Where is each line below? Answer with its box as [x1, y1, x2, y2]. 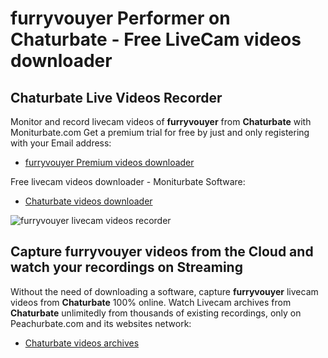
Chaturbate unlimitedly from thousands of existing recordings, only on [10, 307, 302, 319]
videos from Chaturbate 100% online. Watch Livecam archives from [10, 296, 292, 308]
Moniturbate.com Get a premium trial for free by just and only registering [10, 127, 310, 138]
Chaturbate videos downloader [24, 195, 153, 207]
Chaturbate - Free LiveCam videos [10, 28, 302, 51]
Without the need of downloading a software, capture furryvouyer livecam [10, 285, 319, 297]
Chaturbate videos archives [24, 337, 140, 349]
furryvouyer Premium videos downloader [24, 157, 195, 168]
